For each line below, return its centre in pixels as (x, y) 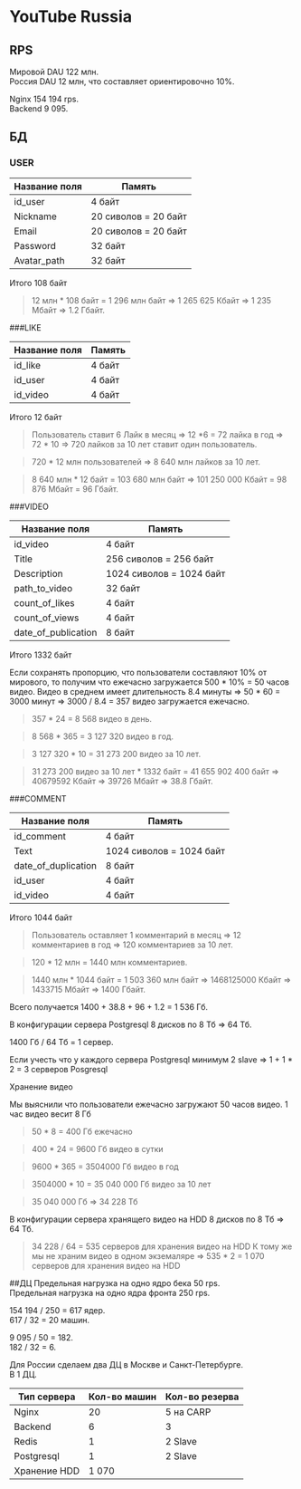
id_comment (40, 836)
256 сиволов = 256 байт (160, 559)
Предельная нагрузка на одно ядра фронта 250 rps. (110, 1292)
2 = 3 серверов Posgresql (59, 1069)
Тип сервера (47, 1397)
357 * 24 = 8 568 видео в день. (91, 718)
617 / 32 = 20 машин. (50, 1320)
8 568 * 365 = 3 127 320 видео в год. (103, 736)
